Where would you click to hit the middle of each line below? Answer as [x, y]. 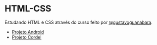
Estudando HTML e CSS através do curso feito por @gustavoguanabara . [79, 22]
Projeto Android [28, 32]
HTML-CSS [28, 9]
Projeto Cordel [26, 37]
